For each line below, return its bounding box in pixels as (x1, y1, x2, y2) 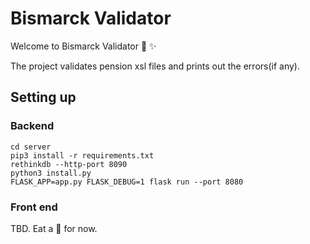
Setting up (10, 89, 77, 106)
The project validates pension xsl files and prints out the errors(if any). (10, 60, 300, 72)
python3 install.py (10, 168, 92, 178)
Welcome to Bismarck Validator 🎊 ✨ (10, 40, 157, 52)
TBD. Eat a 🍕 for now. (10, 222, 98, 234)
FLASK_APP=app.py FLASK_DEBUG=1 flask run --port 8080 (10, 177, 244, 187)
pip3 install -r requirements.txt (10, 150, 155, 161)
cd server (10, 142, 52, 152)
